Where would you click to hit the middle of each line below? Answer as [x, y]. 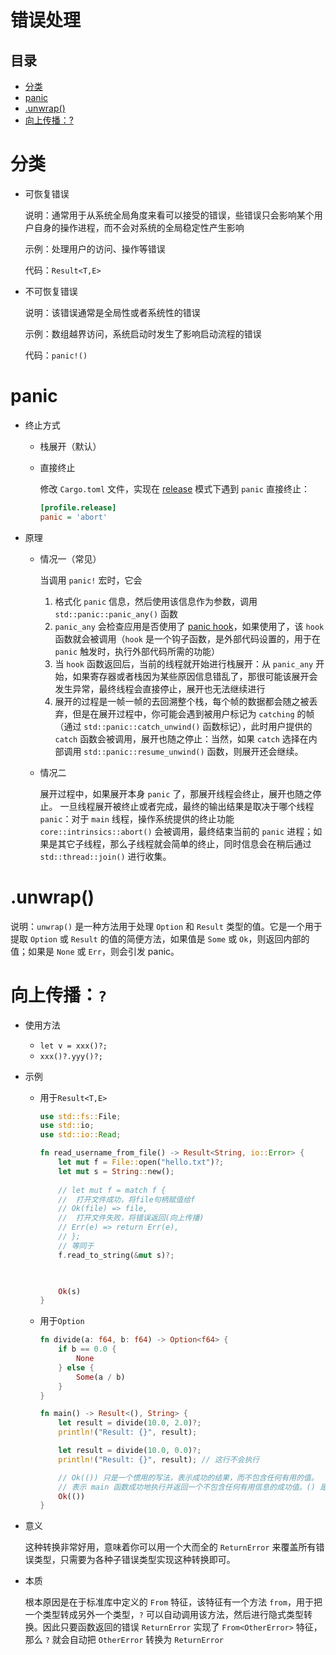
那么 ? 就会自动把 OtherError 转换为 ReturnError [124, 1640]
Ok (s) [70, 1291]
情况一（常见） [70, 558]
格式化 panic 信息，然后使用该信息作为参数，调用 [156, 601]
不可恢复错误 [51, 291]
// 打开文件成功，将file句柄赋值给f [127, 1199]
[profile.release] [78, 507]
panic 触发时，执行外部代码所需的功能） [137, 651]
